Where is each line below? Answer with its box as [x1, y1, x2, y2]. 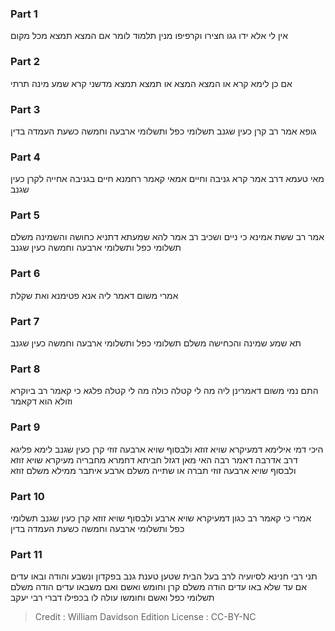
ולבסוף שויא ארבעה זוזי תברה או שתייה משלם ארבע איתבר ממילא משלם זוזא [10, 464, 297, 476]
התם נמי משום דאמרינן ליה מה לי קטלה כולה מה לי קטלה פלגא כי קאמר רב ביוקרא [10, 385, 319, 397]
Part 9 [10, 420, 41, 434]
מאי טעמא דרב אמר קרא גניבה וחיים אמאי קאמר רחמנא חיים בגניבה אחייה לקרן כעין [10, 173, 325, 185]
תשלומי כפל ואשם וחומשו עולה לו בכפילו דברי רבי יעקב [10, 592, 215, 604]
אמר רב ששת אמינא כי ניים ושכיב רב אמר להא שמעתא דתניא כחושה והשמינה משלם [10, 231, 325, 243]
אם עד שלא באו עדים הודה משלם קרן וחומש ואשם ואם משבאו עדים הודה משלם [10, 581, 308, 593]
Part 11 [10, 547, 43, 561]
